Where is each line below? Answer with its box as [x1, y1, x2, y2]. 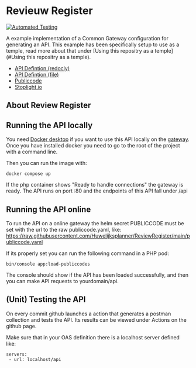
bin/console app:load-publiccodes [6, 261, 91, 267]
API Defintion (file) [14, 71, 59, 78]
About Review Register [6, 101, 91, 111]
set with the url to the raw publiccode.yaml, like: [6, 226, 122, 233]
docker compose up [6, 171, 51, 177]
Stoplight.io [14, 83, 43, 90]
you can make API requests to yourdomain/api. [6, 277, 119, 284]
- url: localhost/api [8, 356, 61, 362]
